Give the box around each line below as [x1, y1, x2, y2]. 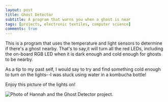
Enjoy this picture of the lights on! [5, 82, 76, 88]
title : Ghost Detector [5, 12, 53, 17]
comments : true [5, 26, 38, 31]
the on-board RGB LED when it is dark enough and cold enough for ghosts [5, 51, 161, 57]
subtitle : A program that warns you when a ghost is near [5, 17, 131, 22]
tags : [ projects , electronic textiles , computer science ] [5, 21, 131, 27]
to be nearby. [5, 56, 33, 62]
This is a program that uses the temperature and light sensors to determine [5, 40, 163, 46]
